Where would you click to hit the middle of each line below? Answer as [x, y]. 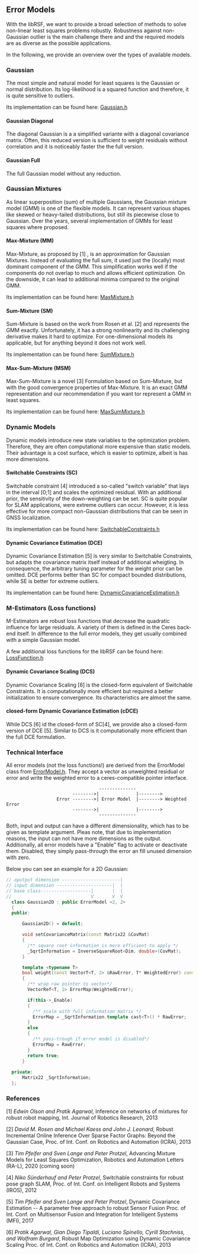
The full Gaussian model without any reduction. [64, 173]
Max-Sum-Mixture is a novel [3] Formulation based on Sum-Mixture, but [94, 381]
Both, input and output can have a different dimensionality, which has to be [97, 826]
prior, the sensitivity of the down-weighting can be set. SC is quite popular [97, 499]
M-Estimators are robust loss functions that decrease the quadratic [88, 621]
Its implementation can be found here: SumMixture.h [70, 355]
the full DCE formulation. [36, 736]
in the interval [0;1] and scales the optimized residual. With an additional [94, 492]
